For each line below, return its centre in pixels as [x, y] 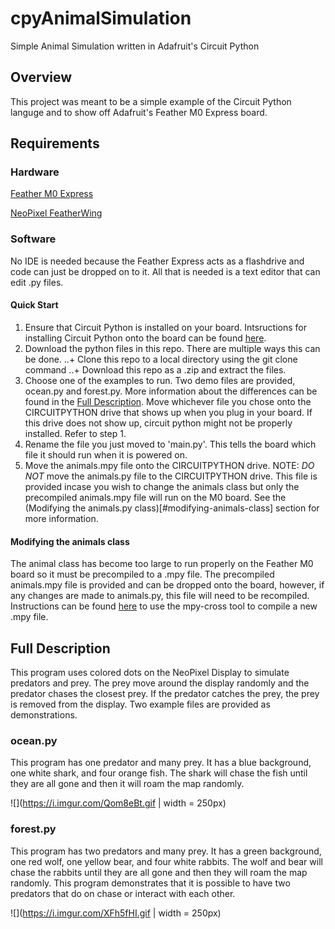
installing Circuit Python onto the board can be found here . [145, 338]
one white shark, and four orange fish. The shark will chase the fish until [159, 773]
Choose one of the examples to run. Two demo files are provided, [160, 380]
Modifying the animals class [70, 541]
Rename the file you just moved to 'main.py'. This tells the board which [170, 444]
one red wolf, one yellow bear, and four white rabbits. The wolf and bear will [166, 861]
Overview [41, 77]
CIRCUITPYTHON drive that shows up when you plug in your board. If [168, 412]
